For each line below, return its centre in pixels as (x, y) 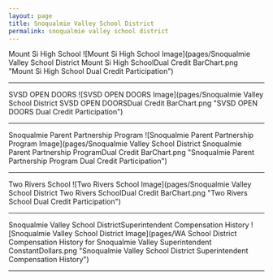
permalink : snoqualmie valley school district (89, 31)
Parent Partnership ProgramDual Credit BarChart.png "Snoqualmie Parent (131, 153)
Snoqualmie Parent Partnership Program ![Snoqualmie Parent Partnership (131, 136)
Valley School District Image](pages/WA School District (145, 234)
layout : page (30, 16)
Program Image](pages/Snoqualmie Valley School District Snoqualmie (125, 144)
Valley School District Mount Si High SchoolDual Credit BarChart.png (123, 62)
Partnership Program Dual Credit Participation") (88, 161)
